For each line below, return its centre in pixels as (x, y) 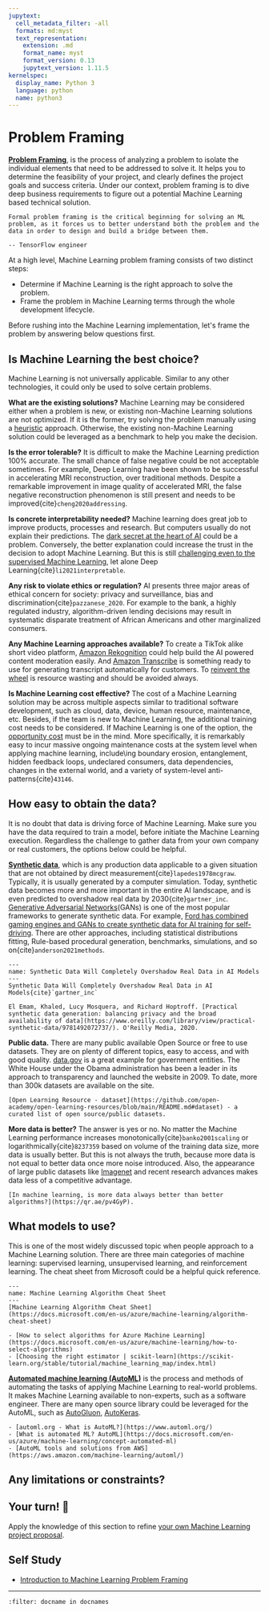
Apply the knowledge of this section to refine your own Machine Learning (129, 1526)
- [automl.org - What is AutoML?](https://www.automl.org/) (111, 1427)
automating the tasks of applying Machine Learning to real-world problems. (133, 1386)
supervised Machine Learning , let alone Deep (83, 562)
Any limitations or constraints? (87, 1480)
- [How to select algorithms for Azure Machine (89, 1335)
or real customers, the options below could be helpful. (97, 849)
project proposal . (36, 1535)
